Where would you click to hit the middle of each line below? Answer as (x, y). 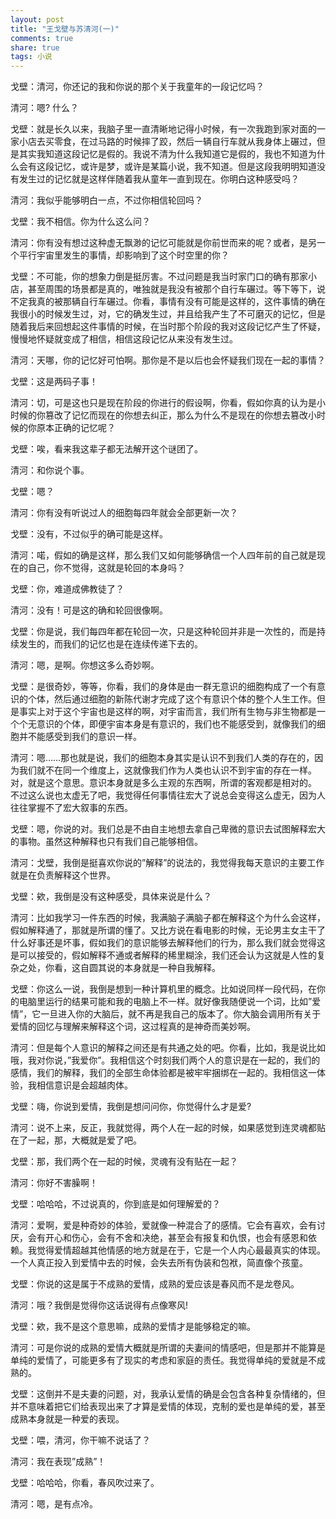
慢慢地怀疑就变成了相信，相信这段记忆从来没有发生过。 (124, 339)
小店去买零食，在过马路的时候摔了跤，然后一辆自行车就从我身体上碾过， (167, 142)
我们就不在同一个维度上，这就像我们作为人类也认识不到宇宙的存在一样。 (167, 770)
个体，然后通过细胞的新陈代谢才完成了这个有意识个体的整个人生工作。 (172, 699)
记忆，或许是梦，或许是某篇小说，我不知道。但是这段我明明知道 (185, 167)
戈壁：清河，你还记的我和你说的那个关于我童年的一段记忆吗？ (137, 87)
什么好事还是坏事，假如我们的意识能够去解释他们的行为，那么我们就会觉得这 (168, 943)
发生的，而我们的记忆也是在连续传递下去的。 (110, 644)
